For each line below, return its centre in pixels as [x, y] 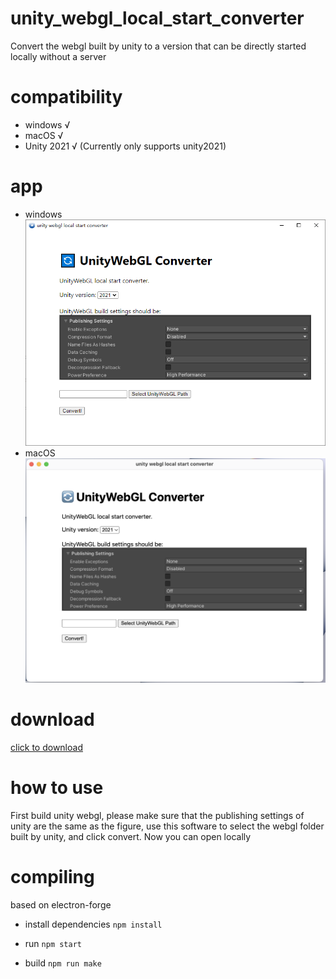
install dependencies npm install [93, 924]
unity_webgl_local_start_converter [157, 18]
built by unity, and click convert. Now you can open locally [131, 836]
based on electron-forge [61, 904]
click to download [46, 747]
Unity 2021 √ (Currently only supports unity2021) [125, 146]
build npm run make [63, 963]
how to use [57, 787]
